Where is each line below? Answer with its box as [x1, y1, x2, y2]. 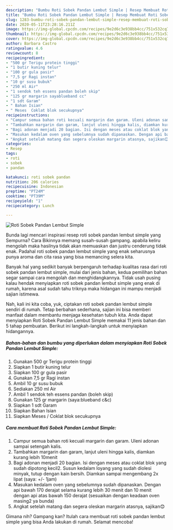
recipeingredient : [6, 55, 45, 61]
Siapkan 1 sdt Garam [13, 402, 57, 408]
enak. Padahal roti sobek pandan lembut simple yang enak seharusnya [6, 248, 156, 254]
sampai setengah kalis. [13, 443, 62, 449]
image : [6, 27, 20, 32]
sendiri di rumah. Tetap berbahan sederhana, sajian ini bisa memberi [6, 306, 151, 313]
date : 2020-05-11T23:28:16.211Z [6, 22, 75, 27]
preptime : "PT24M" [6, 189, 45, 194]
